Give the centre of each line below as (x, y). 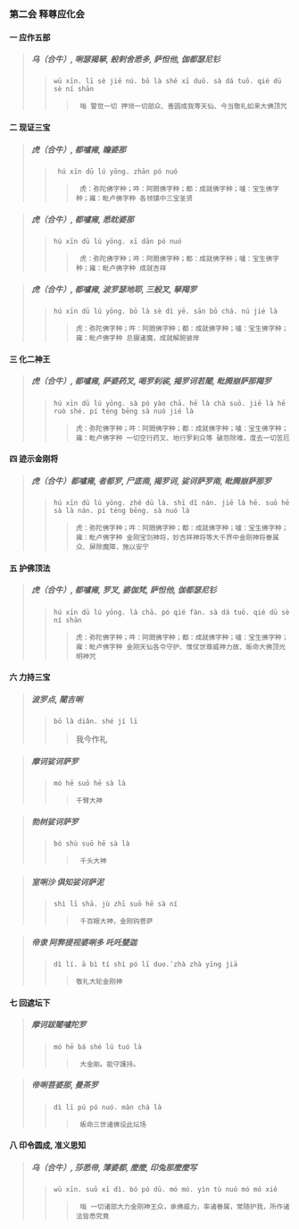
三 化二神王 (30, 358)
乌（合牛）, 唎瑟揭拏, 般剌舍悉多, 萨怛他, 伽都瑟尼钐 (126, 59)
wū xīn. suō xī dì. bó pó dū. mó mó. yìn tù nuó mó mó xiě (166, 1190)
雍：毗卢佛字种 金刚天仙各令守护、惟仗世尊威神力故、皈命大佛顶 (177, 647)
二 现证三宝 (30, 128)
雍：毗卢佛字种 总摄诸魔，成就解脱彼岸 (137, 338)
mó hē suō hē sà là (90, 784)
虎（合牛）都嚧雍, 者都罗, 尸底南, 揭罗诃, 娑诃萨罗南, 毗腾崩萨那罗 (151, 481)
